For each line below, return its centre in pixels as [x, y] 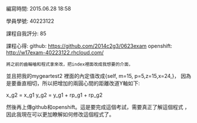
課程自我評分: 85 [26, 33]
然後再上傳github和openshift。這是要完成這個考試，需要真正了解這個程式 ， [98, 107]
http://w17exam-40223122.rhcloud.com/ [55, 52]
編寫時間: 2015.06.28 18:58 [39, 8]
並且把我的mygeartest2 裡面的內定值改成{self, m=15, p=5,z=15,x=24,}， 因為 [99, 76]
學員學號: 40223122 [30, 21]
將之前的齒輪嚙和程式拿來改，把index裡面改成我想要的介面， [70, 64]
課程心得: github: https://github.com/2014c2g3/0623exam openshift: [89, 46]
